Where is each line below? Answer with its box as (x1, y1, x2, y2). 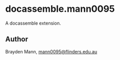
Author (5, 35, 28, 44)
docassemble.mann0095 (5, 3, 115, 15)
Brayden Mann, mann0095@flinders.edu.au (5, 48, 98, 54)
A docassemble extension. (5, 20, 61, 26)
